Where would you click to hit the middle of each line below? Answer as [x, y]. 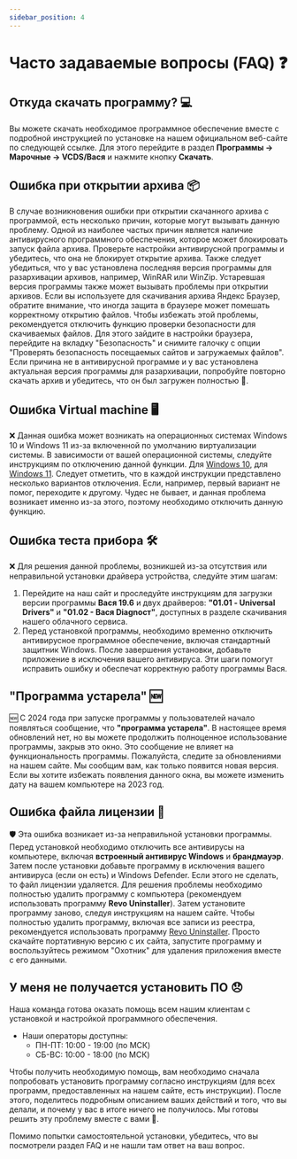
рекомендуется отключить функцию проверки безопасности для [133, 324]
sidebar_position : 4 [47, 17]
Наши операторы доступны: [75, 1035]
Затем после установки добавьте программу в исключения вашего [137, 866]
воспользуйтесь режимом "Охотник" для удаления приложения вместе [145, 950]
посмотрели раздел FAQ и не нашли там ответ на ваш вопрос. [127, 1145]
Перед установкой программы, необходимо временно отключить [147, 631]
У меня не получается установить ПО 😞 [126, 988]
